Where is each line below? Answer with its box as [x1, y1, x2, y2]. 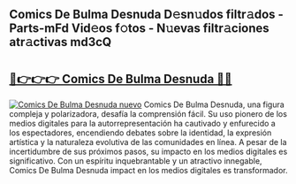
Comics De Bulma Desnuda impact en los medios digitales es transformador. [9, 165, 288, 175]
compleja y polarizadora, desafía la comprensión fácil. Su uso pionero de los [9, 109, 287, 119]
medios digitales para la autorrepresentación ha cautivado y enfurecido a [9, 119, 276, 128]
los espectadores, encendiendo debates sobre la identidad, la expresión [9, 127, 272, 138]
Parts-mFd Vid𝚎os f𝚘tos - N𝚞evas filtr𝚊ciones [9, 21, 269, 36]
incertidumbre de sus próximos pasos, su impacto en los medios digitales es [9, 146, 288, 157]
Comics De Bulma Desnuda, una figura [143, 99, 285, 110]
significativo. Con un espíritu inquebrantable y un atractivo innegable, [9, 156, 262, 166]
